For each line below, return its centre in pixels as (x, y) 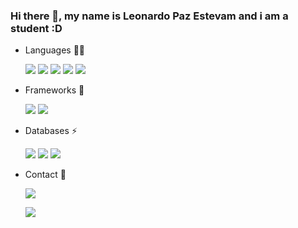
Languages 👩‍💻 (55, 50)
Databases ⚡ (51, 131)
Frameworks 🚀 (54, 90)
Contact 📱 (45, 175)
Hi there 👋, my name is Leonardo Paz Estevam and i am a (149, 16)
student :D (36, 28)
